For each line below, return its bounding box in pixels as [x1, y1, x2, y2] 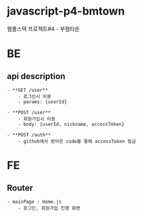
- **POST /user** [7, 109, 51, 115]
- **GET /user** [7, 87, 48, 93]
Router [7, 182, 34, 193]
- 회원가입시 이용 [18, 115, 55, 122]
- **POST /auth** [7, 132, 51, 138]
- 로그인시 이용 [18, 93, 51, 100]
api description [7, 71, 66, 81]
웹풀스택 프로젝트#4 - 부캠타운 [7, 25, 80, 32]
